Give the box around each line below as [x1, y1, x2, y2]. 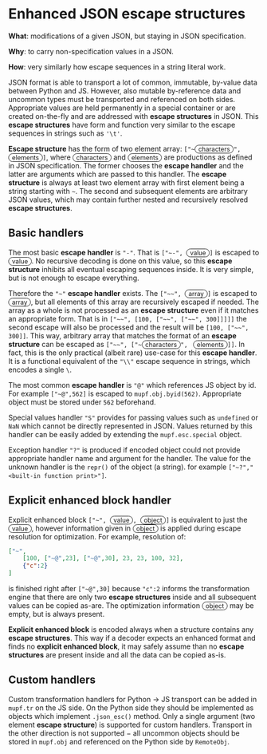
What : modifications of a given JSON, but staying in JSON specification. [8, 31, 246, 41]
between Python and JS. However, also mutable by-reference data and [8, 85, 241, 96]
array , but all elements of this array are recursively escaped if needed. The [11, 297, 259, 306]
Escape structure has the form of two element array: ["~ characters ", [8, 144, 241, 153]
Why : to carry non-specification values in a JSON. [8, 46, 174, 56]
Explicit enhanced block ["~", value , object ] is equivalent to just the [8, 515, 248, 524]
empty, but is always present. [8, 610, 105, 619]
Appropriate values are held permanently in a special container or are [8, 103, 237, 113]
